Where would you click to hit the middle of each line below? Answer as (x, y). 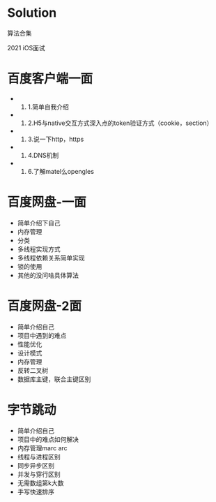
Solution (32, 13)
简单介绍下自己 (39, 223)
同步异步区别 (36, 465)
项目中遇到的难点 (42, 335)
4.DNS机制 (43, 155)
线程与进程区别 (39, 457)
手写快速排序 (36, 492)
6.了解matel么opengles (61, 171)
